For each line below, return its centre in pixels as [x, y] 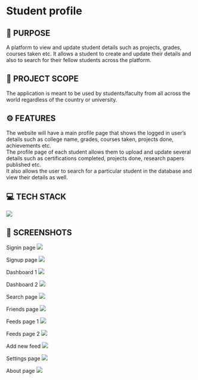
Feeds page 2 [23, 334]
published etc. [24, 164]
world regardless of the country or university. [62, 99]
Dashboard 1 [21, 272]
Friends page [22, 309]
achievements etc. [29, 145]
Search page [22, 297]
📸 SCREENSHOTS [39, 232]
